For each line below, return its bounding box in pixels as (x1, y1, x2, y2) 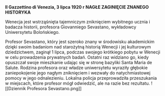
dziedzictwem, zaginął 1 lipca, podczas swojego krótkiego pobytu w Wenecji (5, 49, 161, 55)
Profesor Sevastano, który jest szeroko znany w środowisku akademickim (5, 39, 155, 45)
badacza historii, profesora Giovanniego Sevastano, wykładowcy (5, 24, 136, 30)
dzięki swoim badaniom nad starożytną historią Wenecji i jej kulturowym (5, 44, 151, 49)
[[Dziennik (5, 86, 26, 91)
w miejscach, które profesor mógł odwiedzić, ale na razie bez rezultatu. (5, 80, 150, 86)
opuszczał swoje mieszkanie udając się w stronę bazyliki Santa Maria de (5, 60, 152, 65)
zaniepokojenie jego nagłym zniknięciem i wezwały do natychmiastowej (5, 70, 151, 75)
